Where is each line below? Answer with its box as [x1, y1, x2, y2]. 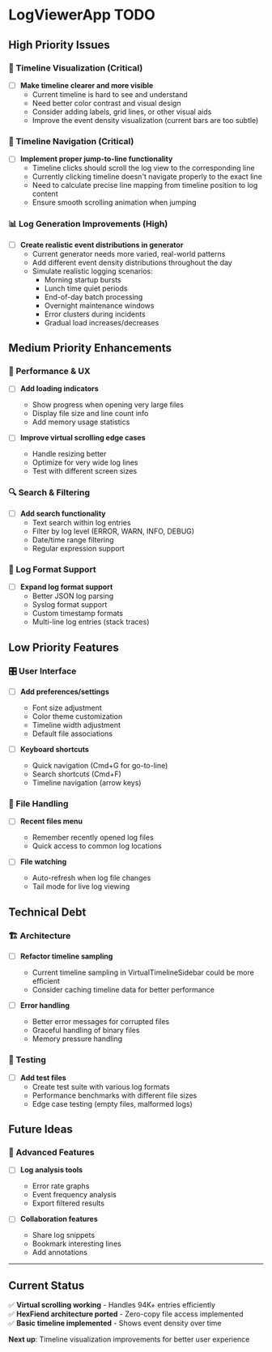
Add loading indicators [19, 384, 99, 393]
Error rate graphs [32, 1181, 90, 1191]
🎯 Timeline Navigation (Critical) [8, 135, 134, 147]
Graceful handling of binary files [32, 1026, 140, 1035]
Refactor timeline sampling [19, 951, 113, 961]
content [32, 189, 58, 199]
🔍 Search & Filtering [8, 487, 91, 499]
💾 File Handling [8, 797, 69, 809]
